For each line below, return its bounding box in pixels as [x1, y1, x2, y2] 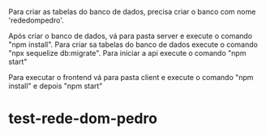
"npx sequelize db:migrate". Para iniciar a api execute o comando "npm [8, 49, 247, 57]
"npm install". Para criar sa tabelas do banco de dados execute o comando [8, 40, 258, 49]
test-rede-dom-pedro [8, 109, 158, 128]
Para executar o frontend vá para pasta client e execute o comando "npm [8, 73, 254, 82]
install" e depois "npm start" [8, 81, 103, 91]
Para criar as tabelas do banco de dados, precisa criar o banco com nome [8, 7, 256, 16]
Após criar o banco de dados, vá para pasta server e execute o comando [8, 32, 253, 40]
